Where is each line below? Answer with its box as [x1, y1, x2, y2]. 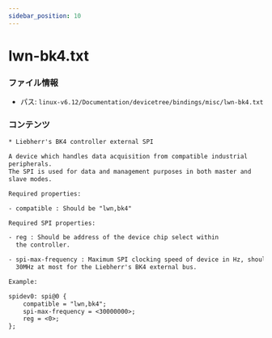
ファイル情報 [8, 77, 59, 88]
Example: [8, 277, 38, 285]
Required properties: [8, 189, 82, 198]
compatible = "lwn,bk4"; [23, 300, 107, 308]
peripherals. [8, 160, 53, 168]
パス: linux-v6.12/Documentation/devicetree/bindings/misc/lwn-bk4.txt [19, 97, 264, 107]
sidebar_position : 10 [8, 11, 82, 20]
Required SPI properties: [8, 219, 96, 227]
